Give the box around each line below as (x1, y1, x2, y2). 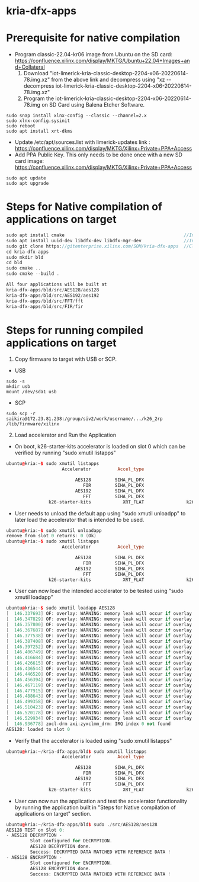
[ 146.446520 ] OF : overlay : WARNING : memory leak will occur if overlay (6, 671, 192, 677)
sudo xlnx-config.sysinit (6, 118, 70, 124)
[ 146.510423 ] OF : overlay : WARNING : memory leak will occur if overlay (6, 704, 192, 710)
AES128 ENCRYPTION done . (30, 865, 92, 871)
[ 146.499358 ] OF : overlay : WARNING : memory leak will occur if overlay (6, 699, 192, 705)
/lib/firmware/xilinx (6, 421, 60, 427)
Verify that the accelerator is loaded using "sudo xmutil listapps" (14, 737, 172, 744)
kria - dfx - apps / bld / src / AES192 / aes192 (6, 292, 99, 299)
